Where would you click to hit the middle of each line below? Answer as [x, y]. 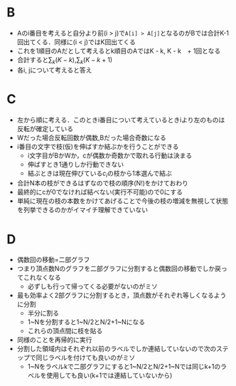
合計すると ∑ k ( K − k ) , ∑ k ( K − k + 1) [65, 60]
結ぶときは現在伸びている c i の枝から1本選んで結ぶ [100, 174]
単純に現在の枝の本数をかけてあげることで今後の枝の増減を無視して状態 [123, 201]
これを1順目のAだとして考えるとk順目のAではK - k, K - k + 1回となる [119, 51]
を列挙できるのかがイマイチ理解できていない [82, 210]
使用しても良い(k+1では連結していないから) [109, 375]
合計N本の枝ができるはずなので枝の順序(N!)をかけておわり [103, 183]
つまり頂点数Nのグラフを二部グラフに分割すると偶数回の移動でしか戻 [119, 268]
